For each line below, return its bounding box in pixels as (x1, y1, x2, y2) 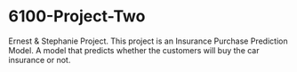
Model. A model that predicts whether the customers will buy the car (8, 44, 260, 55)
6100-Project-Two (8, 6, 146, 27)
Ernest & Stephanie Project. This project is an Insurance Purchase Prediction (8, 36, 288, 46)
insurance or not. (8, 54, 71, 65)
